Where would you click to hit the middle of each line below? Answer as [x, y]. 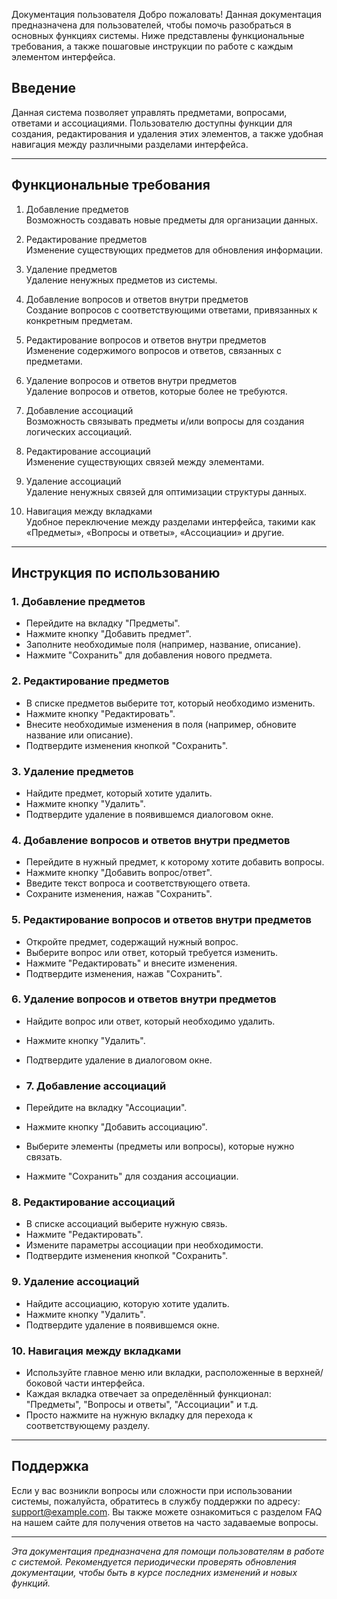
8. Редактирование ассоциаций [93, 1202]
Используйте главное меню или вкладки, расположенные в [154, 1372]
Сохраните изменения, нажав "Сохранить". [119, 894]
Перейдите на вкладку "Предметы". [103, 623]
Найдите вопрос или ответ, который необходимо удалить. [150, 1021]
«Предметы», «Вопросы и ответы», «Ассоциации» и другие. [155, 532]
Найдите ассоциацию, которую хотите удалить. [127, 1303]
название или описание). [79, 735]
